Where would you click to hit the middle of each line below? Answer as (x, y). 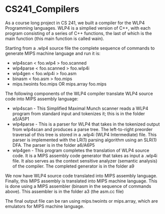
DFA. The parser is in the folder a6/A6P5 (54, 145)
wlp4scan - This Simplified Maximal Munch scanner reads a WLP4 (80, 108)
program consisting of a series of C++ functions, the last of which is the (79, 33)
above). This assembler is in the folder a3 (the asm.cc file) (64, 191)
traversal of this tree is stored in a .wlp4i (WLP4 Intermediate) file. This (84, 134)
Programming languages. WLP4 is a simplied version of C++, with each (78, 28)
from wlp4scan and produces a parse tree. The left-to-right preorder (82, 129)
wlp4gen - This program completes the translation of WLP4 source (81, 150)
